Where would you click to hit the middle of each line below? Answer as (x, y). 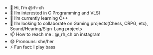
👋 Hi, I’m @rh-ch (27, 8)
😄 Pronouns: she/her (32, 41)
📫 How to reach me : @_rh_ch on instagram (55, 34)
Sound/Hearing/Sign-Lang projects (46, 29)
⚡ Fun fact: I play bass (33, 47)
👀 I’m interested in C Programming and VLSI (55, 13)
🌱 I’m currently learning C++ (39, 18)
